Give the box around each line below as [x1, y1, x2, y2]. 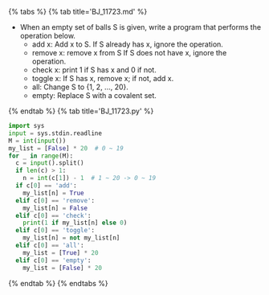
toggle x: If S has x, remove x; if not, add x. [31, 74, 174, 83]
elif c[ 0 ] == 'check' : [15, 211, 92, 219]
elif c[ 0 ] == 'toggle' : [15, 227, 95, 235]
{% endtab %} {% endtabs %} [8, 278, 108, 288]
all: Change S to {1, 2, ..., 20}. [31, 82, 128, 92]
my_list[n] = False [22, 204, 88, 212]
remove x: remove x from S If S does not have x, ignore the [31, 48, 227, 57]
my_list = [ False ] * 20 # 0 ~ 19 [8, 144, 124, 152]
